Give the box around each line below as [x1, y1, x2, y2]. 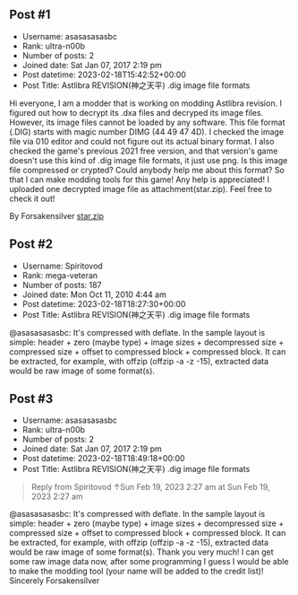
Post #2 [9, 237, 54, 252]
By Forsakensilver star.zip [9, 210, 105, 221]
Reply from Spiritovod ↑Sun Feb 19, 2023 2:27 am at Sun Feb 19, [30, 482, 270, 493]
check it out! [9, 193, 55, 204]
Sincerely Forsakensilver [9, 575, 100, 586]
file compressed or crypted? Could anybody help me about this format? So [9, 164, 285, 175]
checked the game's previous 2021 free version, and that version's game [9, 145, 278, 156]
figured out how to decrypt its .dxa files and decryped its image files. [9, 107, 264, 118]
